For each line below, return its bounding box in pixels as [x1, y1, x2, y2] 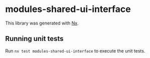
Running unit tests [5, 34, 64, 43]
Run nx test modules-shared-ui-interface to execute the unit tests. [5, 47, 145, 53]
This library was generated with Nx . [5, 20, 79, 26]
